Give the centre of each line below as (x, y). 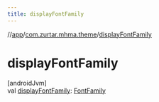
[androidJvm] (27, 83)
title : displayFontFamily (45, 14)
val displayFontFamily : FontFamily (57, 91)
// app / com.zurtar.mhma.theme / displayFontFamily (80, 34)
